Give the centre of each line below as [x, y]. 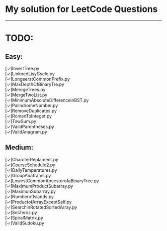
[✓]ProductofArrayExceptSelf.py [39, 202]
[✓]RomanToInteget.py [29, 116]
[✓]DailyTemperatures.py [31, 170]
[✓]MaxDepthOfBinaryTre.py [35, 84]
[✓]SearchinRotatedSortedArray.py [41, 207]
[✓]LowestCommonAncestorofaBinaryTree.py [52, 181]
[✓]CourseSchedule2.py [30, 165]
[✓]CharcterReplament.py [32, 159]
